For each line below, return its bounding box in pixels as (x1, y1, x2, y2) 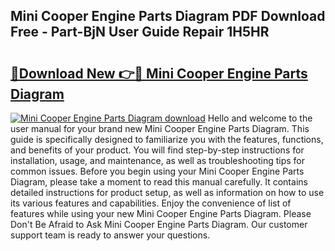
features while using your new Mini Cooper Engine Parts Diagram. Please (10, 208, 312, 219)
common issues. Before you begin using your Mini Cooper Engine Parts (10, 165, 305, 177)
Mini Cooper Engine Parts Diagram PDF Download (10, 8, 326, 25)
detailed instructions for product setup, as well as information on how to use (10, 187, 325, 198)
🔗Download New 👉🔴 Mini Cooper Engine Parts (10, 65, 308, 82)
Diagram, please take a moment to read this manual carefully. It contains (10, 176, 308, 188)
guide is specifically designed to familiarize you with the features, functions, (10, 134, 324, 145)
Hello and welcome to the (207, 112, 313, 124)
